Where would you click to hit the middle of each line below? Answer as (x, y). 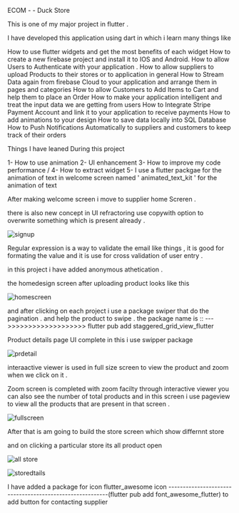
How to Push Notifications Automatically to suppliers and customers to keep (119, 127)
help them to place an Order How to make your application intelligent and (115, 97)
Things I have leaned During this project (66, 149)
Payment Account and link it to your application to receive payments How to (119, 112)
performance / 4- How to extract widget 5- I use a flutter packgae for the (115, 170)
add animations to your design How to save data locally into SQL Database (117, 120)
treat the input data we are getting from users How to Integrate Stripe (109, 105)
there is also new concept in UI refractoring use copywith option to (106, 213)
